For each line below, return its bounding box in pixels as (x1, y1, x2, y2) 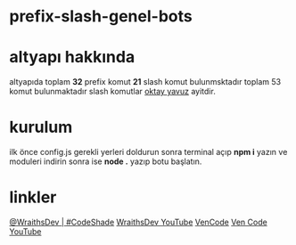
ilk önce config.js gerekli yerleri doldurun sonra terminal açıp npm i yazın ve (9, 147, 288, 158)
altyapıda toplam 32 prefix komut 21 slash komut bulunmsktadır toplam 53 (9, 77, 282, 87)
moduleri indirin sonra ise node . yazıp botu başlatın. (9, 156, 202, 167)
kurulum (9, 118, 73, 137)
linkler (9, 187, 57, 208)
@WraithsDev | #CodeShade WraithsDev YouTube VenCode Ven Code (9, 216, 267, 227)
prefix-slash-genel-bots (9, 6, 193, 27)
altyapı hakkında (9, 47, 136, 68)
